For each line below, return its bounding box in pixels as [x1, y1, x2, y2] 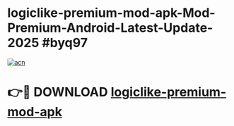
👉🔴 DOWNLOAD [7, 84, 108, 100]
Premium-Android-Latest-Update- [7, 20, 213, 36]
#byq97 [42, 35, 88, 51]
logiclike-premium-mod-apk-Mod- [7, 5, 216, 21]
